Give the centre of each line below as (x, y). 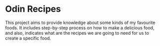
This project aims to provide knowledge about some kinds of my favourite (80, 23)
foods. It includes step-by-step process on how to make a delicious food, (80, 27)
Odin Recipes (33, 9)
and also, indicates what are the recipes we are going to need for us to (77, 33)
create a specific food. (28, 38)
